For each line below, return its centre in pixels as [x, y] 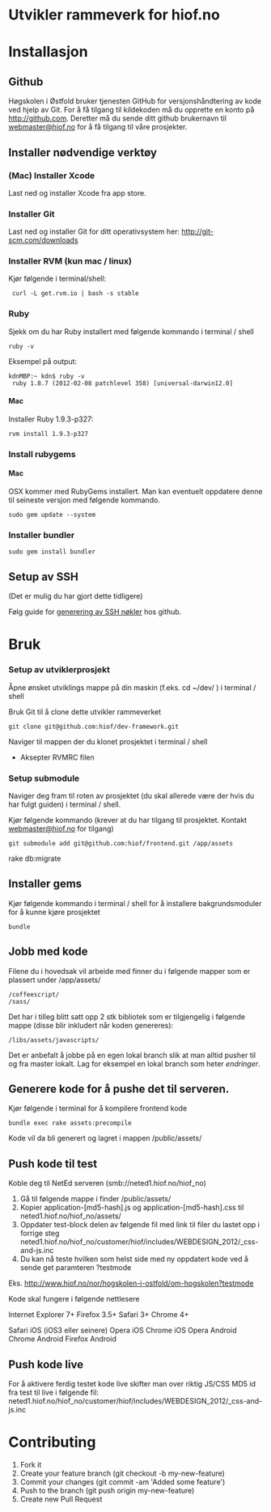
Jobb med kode [48, 952]
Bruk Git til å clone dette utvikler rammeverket [85, 712]
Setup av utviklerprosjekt [59, 670]
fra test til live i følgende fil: [54, 1392]
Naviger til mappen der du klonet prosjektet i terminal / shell [108, 741]
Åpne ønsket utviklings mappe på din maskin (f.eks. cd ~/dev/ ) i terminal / [132, 687]
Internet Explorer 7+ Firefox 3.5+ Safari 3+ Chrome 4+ [99, 1315]
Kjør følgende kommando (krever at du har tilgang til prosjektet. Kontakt [128, 820]
